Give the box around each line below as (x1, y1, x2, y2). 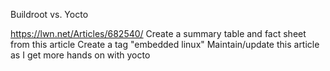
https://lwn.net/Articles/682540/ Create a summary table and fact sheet (10, 28, 307, 39)
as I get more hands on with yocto (10, 49, 151, 61)
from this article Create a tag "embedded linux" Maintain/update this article (10, 39, 320, 50)
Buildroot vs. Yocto (10, 9, 89, 20)
